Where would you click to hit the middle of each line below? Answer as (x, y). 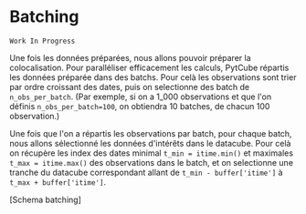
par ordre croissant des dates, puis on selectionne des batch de (129, 87)
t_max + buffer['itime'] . (58, 182)
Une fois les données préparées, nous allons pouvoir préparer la (130, 57)
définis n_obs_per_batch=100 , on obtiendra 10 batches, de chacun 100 (140, 106)
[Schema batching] (46, 199)
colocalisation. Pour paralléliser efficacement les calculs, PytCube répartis (149, 67)
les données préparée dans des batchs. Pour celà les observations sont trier (153, 77)
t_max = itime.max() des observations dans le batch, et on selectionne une (152, 162)
